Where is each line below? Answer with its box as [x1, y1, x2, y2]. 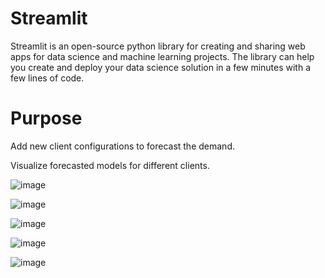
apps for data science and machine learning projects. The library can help [10, 50, 315, 62]
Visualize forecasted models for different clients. [10, 159, 210, 171]
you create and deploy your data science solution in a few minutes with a [10, 61, 312, 73]
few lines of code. [10, 72, 85, 84]
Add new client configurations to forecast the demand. [10, 140, 235, 152]
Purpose [10, 107, 83, 130]
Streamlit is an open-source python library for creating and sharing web [10, 40, 306, 52]
